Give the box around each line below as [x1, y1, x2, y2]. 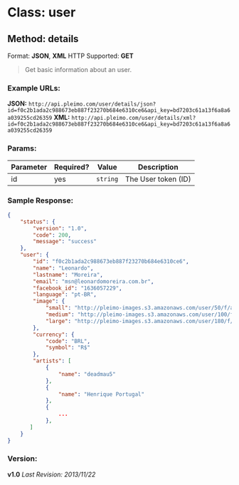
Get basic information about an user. [24, 66, 132, 73]
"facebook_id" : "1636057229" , [33, 285, 122, 292]
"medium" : [45, 311, 75, 318]
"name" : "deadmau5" [58, 370, 116, 378]
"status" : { [20, 218, 55, 225]
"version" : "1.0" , [33, 225, 87, 232]
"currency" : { [33, 331, 75, 338]
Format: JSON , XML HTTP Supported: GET [7, 51, 134, 60]
